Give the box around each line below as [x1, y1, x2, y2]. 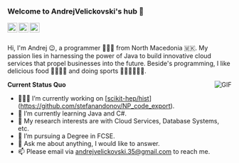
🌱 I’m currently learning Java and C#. [17, 109, 127, 118]
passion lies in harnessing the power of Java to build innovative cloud [7, 52, 212, 60]
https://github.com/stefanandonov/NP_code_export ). [20, 102, 175, 111]
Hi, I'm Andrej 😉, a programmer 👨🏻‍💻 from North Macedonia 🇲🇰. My [7, 44, 208, 52]
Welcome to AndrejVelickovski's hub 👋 [7, 6, 144, 16]
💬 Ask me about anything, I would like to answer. [17, 140, 160, 148]
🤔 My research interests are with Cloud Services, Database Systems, [17, 117, 219, 125]
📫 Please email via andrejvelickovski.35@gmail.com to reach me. [17, 147, 211, 156]
